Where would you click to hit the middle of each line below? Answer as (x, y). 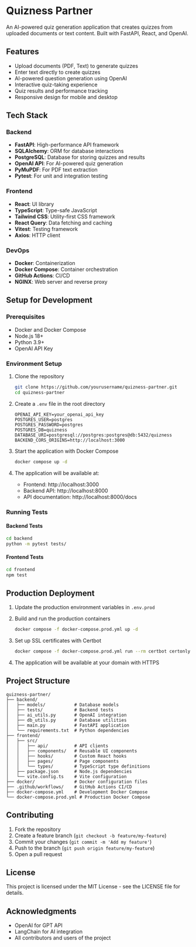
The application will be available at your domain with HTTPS (87, 663)
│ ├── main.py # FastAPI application (68, 725)
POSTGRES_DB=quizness (41, 430)
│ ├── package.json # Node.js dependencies (69, 771)
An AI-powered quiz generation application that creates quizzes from (89, 27)
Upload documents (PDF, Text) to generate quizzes (76, 66)
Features (23, 52)
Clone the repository (39, 376)
